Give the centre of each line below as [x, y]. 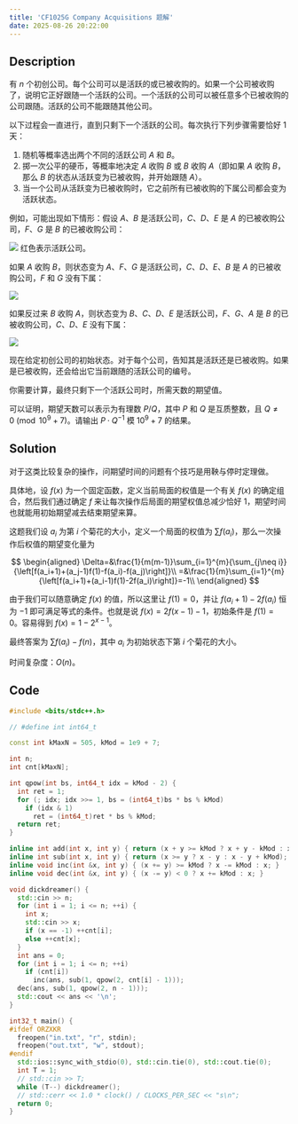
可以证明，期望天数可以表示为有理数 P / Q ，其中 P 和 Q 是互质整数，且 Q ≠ [144, 409]
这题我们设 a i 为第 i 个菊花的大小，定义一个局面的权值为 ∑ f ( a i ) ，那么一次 [141, 532]
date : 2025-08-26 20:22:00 [59, 26]
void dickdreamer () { [49, 889]
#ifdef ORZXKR [35, 1029]
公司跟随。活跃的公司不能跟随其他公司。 [83, 106]
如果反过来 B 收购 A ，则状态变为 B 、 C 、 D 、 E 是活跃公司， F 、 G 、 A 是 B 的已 [149, 314]
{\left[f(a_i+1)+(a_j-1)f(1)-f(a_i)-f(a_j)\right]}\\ [95, 571]
